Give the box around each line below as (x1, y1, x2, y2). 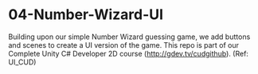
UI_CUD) (8, 57, 37, 67)
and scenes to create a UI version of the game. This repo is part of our (8, 40, 239, 49)
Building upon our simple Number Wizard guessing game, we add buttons (8, 32, 251, 41)
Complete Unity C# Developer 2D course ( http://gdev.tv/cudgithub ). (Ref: (8, 49, 249, 58)
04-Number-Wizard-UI (8, 6, 164, 24)
